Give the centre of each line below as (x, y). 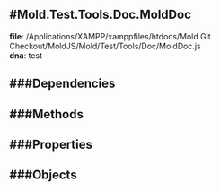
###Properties (51, 144)
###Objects (44, 175)
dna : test (26, 55)
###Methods (46, 114)
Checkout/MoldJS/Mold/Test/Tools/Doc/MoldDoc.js (105, 46)
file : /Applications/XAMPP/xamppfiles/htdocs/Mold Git (110, 36)
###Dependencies (62, 84)
